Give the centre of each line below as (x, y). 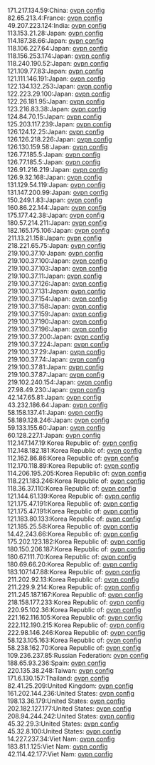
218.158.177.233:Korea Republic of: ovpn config (76, 602)
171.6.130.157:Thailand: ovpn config (58, 678)
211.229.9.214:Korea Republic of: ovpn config (74, 587)
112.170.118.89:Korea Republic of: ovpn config (73, 466)
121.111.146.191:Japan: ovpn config (56, 79)
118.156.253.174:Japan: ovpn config (59, 56)
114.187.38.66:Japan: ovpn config (56, 41)
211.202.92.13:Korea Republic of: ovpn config (73, 579)
